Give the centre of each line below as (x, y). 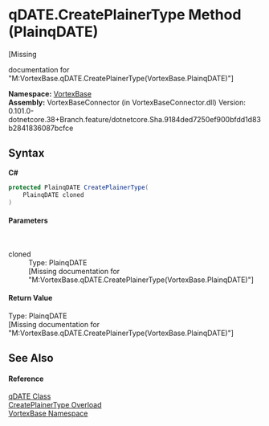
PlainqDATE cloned (53, 195)
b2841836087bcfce (41, 128)
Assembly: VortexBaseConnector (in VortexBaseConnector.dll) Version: (127, 102)
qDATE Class (30, 396)
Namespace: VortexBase (50, 93)
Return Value (31, 298)
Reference (26, 379)
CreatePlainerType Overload (55, 405)
